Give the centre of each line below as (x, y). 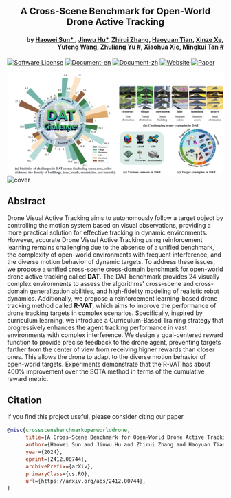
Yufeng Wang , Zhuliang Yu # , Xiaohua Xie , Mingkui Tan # (141, 47)
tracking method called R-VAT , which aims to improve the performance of (112, 305)
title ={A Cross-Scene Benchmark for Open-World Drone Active (115, 437)
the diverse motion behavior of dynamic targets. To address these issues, (111, 261)
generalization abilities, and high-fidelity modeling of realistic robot (125, 291)
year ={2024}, (44, 452)
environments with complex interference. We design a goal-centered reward (115, 335)
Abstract (26, 201)
